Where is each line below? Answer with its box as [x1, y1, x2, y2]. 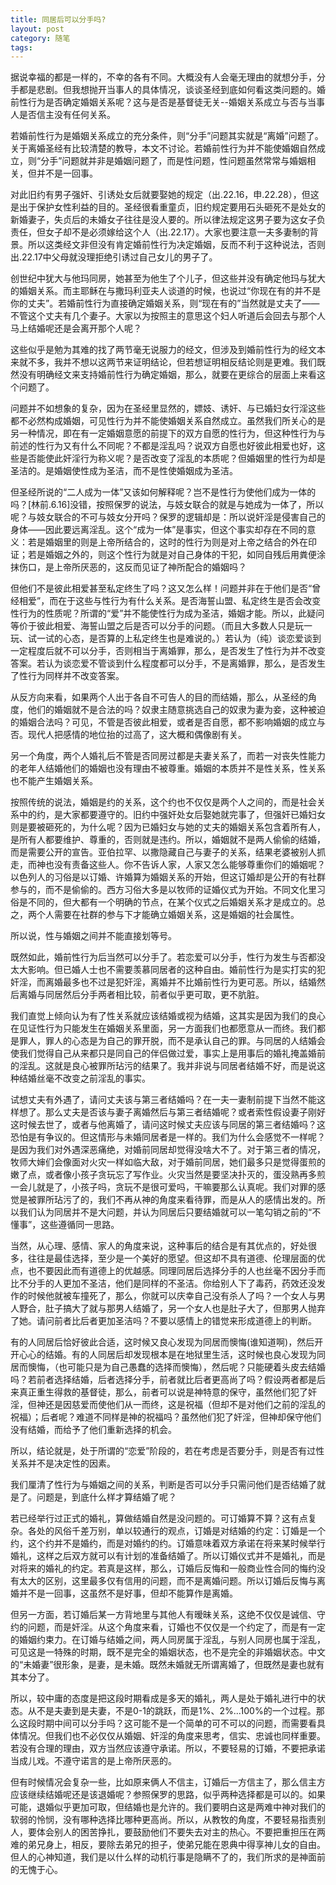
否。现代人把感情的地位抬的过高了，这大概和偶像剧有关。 [10, 729, 247, 741]
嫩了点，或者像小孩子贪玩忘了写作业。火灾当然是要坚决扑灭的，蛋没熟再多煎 [10, 1169, 326, 1181]
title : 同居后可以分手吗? [10, 14, 107, 25]
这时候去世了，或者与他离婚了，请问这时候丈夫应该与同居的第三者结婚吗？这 [10, 1119, 326, 1131]
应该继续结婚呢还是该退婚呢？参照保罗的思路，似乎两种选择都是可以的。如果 [10, 1789, 326, 1801]
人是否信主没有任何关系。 [10, 109, 116, 121]
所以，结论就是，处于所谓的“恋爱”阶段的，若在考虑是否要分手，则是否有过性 [10, 1445, 325, 1457]
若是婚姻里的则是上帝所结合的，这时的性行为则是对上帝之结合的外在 [27, 536, 308, 548]
